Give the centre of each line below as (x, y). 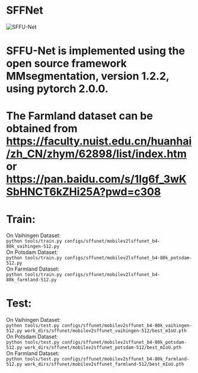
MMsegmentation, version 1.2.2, (88, 76)
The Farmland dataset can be (79, 116)
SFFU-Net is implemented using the (96, 51)
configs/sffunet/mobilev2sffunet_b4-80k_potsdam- (124, 343)
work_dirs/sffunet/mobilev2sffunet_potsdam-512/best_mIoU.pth (103, 348)
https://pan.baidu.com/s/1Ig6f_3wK (96, 179)
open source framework (67, 64)
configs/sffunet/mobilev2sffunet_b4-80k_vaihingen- (127, 326)
